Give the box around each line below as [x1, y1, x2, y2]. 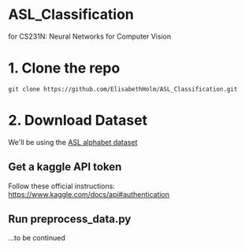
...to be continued [8, 233, 65, 243]
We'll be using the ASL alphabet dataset [8, 137, 138, 147]
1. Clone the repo [8, 59, 121, 77]
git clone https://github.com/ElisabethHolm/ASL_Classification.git [8, 85, 238, 93]
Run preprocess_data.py [8, 213, 132, 226]
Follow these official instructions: [8, 181, 116, 191]
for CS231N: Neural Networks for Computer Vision [8, 32, 172, 41]
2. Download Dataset [8, 112, 148, 129]
